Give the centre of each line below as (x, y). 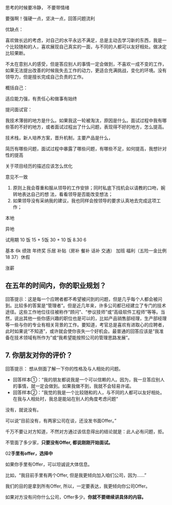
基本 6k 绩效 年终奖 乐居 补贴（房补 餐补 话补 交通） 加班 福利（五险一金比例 (86, 251)
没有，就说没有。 (23, 410)
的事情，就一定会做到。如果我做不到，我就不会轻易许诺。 (73, 386)
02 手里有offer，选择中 (29, 453)
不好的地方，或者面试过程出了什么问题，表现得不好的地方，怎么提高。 (93, 127)
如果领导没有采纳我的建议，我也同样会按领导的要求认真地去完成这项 (84, 201)
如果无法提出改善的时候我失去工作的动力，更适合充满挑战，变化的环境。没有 (86, 70)
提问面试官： (19, 110)
